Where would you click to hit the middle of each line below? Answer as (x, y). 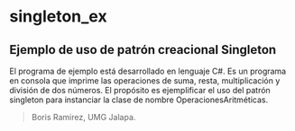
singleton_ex (58, 17)
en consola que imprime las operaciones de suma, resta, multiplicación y (145, 81)
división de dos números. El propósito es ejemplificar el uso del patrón (140, 90)
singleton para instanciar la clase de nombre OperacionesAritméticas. (139, 100)
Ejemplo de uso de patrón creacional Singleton (143, 50)
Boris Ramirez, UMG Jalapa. (83, 117)
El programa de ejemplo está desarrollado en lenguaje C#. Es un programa (148, 71)
